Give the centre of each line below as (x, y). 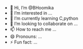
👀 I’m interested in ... (31, 13)
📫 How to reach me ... (33, 29)
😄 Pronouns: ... (26, 36)
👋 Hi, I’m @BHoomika (32, 8)
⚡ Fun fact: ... (23, 42)
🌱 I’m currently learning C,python (44, 18)
